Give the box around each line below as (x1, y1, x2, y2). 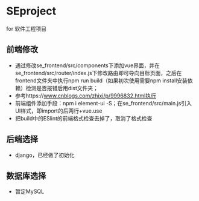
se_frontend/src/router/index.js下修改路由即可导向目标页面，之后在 (14, 69, 182, 76)
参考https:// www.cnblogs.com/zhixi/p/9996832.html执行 (14, 92, 157, 99)
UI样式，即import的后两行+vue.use (14, 107, 103, 114)
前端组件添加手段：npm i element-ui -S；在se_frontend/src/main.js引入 (14, 99, 192, 107)
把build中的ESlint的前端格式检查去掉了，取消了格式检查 (14, 114, 153, 122)
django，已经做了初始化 (14, 151, 75, 159)
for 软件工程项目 (6, 25, 47, 32)
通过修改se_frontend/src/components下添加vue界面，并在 (14, 62, 160, 69)
